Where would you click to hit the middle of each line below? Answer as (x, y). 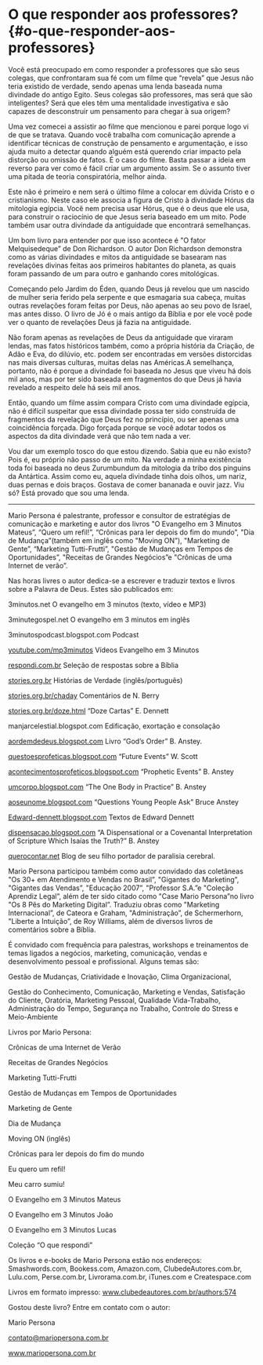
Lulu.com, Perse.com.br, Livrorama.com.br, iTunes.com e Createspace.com (130, 1276)
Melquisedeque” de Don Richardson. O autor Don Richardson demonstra (125, 248)
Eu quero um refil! (37, 1169)
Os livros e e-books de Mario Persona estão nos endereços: (105, 1260)
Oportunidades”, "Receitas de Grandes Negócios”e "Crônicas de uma (120, 557)
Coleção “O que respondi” (50, 1245)
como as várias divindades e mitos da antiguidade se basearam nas (117, 257)
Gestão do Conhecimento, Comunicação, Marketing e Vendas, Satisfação (127, 991)
